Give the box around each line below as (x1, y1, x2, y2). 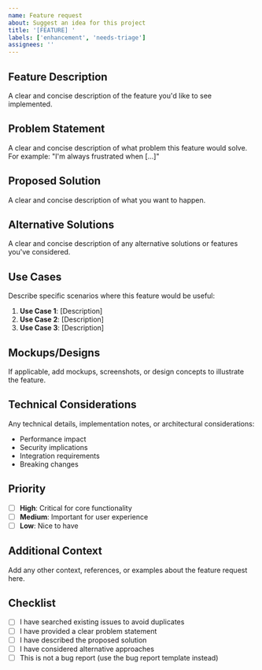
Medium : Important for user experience (19, 512, 149, 521)
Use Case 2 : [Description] (19, 315, 105, 324)
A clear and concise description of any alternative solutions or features (8, 239, 238, 248)
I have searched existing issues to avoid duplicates (19, 617, 185, 627)
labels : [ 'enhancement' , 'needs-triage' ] (8, 33, 146, 42)
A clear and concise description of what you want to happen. (8, 195, 206, 205)
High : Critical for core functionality (19, 503, 132, 512)
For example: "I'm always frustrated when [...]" (8, 151, 160, 161)
